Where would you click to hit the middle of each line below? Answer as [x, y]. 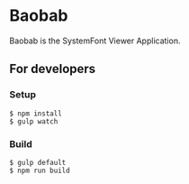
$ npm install [36, 114]
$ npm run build [40, 170]
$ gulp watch [34, 121]
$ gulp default [38, 162]
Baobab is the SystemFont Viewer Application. [95, 41]
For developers [53, 69]
